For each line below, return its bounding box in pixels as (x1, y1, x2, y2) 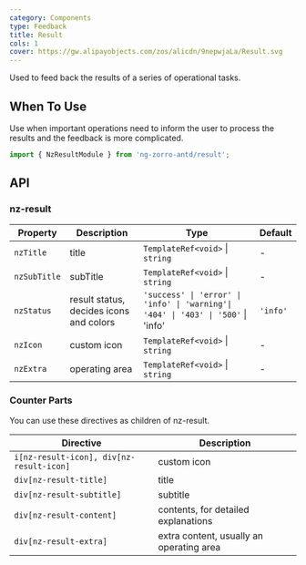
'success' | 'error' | (143, 289, 241, 300)
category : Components (9, 13, 92, 23)
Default (259, 226, 292, 239)
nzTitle (14, 247, 47, 258)
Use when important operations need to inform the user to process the (9, 122, 275, 133)
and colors (69, 315, 116, 328)
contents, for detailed (158, 503, 250, 516)
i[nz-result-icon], (14, 452, 98, 462)
